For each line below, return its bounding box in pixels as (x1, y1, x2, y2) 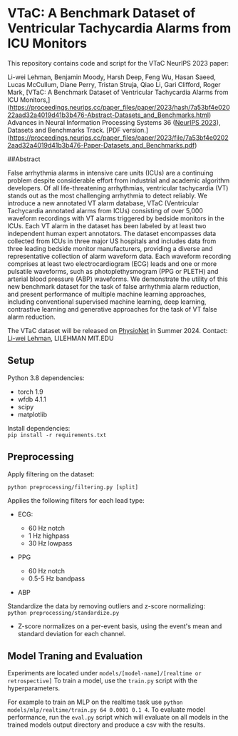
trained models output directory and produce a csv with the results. (7, 720, 205, 729)
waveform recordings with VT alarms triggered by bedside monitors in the (7, 214, 224, 223)
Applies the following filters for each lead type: (7, 496, 145, 504)
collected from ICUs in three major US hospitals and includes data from (7, 237, 217, 245)
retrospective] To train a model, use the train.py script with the (7, 676, 198, 685)
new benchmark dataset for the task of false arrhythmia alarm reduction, (7, 282, 221, 290)
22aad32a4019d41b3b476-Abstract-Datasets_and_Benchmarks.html (7, 111, 209, 119)
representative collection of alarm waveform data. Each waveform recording (7, 252, 232, 260)
